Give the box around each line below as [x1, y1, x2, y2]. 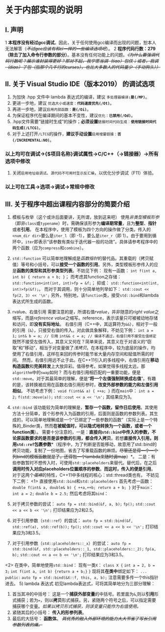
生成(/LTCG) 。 [16, 124, 43, 130]
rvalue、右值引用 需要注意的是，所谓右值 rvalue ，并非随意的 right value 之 [12, 308, 159, 315]
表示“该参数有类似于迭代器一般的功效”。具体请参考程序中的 [38, 239, 158, 244]
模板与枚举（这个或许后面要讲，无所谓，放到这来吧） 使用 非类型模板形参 [12, 214, 160, 220]
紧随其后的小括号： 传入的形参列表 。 [12, 609, 87, 615]
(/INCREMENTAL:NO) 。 [12, 137, 54, 143]
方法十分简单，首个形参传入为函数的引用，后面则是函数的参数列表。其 [12, 410, 154, 416]
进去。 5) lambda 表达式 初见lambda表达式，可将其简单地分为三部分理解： [5, 580, 156, 586]
